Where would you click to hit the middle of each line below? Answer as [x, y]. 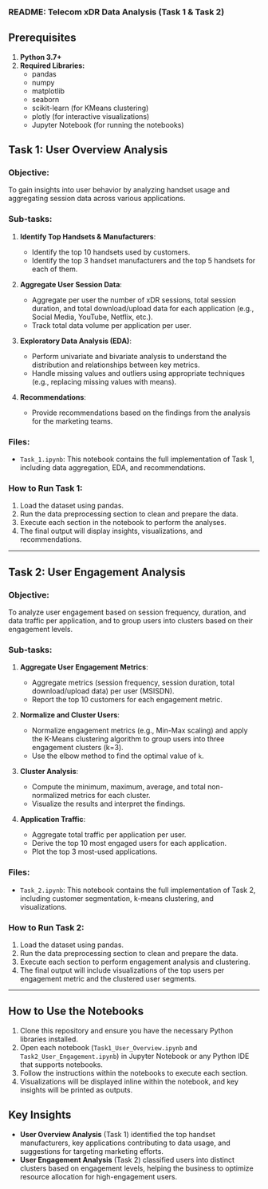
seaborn [45, 99]
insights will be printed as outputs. [76, 1090]
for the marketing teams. [72, 421]
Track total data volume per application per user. [111, 325]
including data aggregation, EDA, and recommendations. [112, 468]
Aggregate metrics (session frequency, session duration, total [133, 683]
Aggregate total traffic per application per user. [109, 835]
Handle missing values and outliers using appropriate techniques [138, 373]
